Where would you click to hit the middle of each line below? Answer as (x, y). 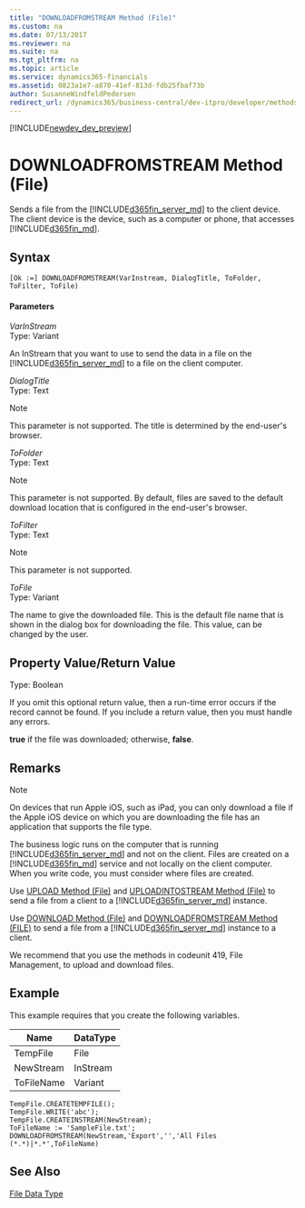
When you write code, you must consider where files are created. (132, 873)
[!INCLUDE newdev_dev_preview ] (70, 128)
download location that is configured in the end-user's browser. (128, 508)
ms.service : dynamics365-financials (79, 77)
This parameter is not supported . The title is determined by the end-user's (148, 426)
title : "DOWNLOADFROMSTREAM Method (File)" (93, 18)
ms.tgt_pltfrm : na (44, 60)
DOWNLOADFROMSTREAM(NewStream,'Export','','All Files (113, 1136)
